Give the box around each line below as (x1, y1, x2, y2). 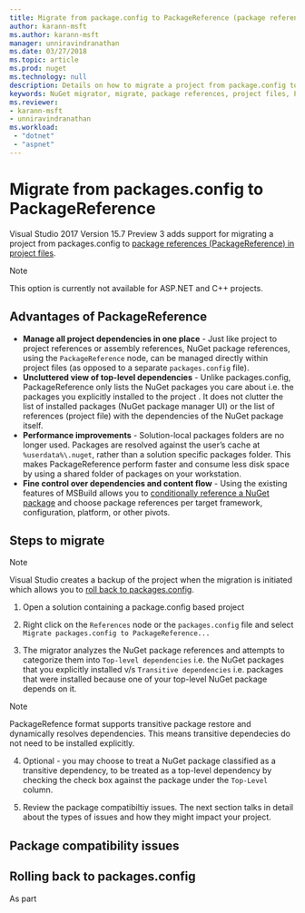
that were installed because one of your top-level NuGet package (22, 673, 268, 685)
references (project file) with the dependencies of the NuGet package (22, 410, 284, 421)
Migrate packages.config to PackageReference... (22, 629, 211, 638)
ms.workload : (9, 123, 59, 133)
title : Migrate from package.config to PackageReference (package (9, 13, 266, 23)
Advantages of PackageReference (9, 309, 207, 325)
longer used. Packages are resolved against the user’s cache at (22, 439, 261, 450)
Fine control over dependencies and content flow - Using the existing (22, 477, 288, 488)
